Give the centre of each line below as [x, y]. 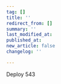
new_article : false [31, 46]
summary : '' [21, 29]
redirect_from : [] [29, 23]
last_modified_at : [29, 35]
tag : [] [16, 12]
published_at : [24, 40]
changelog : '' [24, 52]
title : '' [19, 18]
